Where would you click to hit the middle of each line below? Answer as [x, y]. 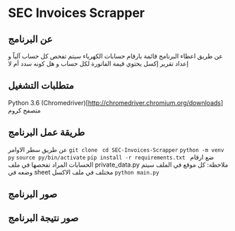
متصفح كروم [24, 110]
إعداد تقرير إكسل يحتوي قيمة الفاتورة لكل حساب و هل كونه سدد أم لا [98, 64]
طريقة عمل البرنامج [47, 132]
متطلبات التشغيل [41, 86]
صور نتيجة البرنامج [43, 218]
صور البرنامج [32, 195]
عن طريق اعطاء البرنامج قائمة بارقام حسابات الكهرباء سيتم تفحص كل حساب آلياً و [115, 56]
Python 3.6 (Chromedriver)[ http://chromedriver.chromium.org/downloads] [116, 102]
